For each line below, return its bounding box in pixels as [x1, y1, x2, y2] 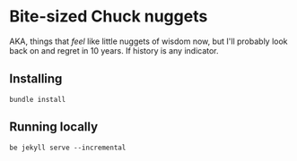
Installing [9, 72, 63, 87]
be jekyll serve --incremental [9, 143, 127, 152]
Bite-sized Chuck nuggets [9, 6, 208, 27]
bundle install [9, 95, 66, 104]
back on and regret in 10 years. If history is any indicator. [9, 45, 219, 55]
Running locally [9, 119, 99, 135]
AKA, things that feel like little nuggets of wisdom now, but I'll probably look [9, 36, 289, 47]
